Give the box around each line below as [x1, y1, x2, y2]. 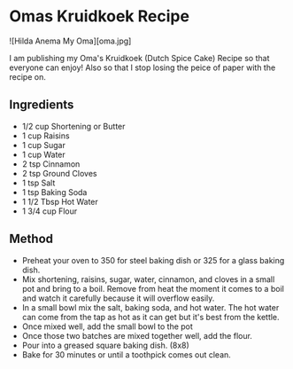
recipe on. [9, 71, 46, 82]
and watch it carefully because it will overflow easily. [21, 293, 215, 303]
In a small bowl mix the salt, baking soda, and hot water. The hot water [21, 302, 280, 312]
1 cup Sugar [21, 139, 66, 150]
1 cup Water [21, 149, 66, 160]
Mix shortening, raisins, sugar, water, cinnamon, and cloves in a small [21, 273, 275, 285]
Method [9, 232, 54, 247]
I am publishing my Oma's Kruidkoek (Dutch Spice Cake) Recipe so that [9, 52, 270, 63]
